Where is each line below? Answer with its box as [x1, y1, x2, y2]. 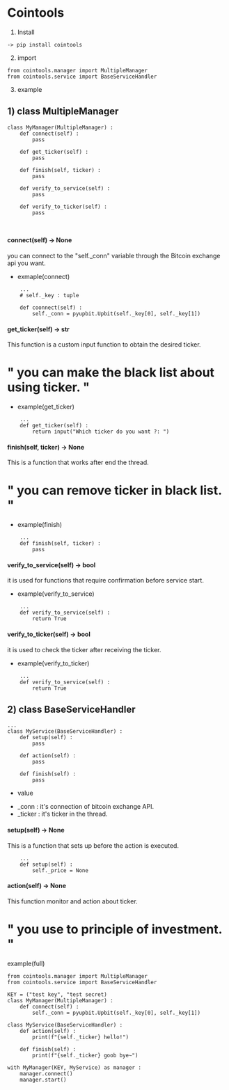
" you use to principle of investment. [7, 922, 223, 938]
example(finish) [17, 521, 63, 529]
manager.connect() [19, 1070, 73, 1077]
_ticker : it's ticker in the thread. [17, 809, 108, 819]
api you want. [7, 259, 47, 267]
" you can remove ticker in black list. [7, 482, 222, 498]
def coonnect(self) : [19, 304, 82, 311]
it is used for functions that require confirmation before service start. [7, 576, 204, 585]
